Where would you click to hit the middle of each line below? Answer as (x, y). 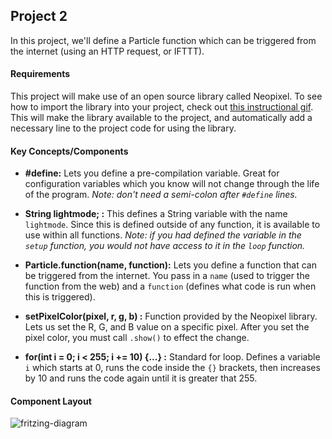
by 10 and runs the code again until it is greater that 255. (141, 378)
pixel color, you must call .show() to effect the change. (137, 338)
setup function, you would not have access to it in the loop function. (165, 246)
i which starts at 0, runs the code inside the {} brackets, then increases (172, 368)
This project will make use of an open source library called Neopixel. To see (166, 96)
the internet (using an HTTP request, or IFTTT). (107, 51)
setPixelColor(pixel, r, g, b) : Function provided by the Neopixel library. (171, 316)
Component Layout (51, 401)
